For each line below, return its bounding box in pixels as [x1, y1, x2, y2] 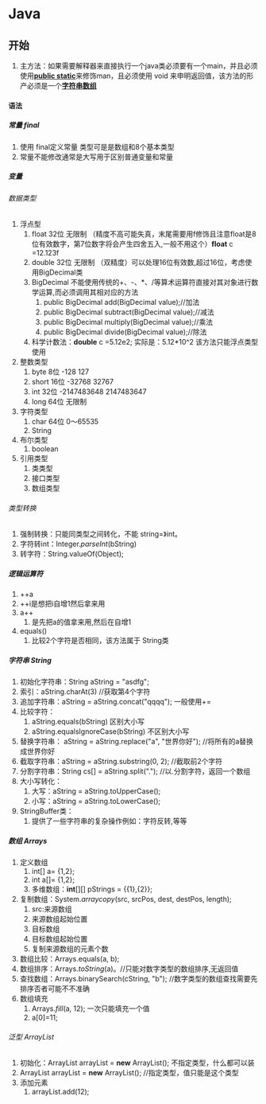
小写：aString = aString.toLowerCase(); [31, 797, 161, 806]
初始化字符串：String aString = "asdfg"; [19, 677, 149, 687]
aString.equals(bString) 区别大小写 [31, 717, 145, 727]
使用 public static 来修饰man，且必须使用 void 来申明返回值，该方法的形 [19, 71, 254, 80]
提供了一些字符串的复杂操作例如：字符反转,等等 [31, 817, 187, 826]
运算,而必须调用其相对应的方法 [38, 287, 139, 297]
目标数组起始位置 [31, 934, 88, 944]
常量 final [8, 120, 40, 130]
